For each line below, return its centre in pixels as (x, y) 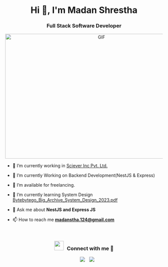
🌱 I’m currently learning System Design (52, 195)
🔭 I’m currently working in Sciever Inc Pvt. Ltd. (60, 166)
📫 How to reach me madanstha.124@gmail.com (63, 220)
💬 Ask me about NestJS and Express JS (54, 210)
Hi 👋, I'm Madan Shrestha (84, 10)
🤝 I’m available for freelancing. (43, 185)
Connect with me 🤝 (90, 249)
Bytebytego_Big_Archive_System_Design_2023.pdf (65, 200)
